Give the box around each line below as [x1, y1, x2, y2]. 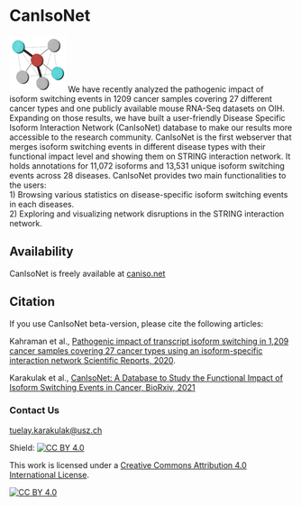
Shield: [9, 442, 35, 453]
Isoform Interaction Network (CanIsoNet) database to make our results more [9, 122, 293, 133]
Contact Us [9, 404, 60, 417]
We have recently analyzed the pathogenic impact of [67, 83, 264, 95]
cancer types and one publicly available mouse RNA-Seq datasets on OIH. [9, 103, 286, 114]
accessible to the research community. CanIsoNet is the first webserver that [9, 132, 292, 143]
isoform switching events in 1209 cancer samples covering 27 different [9, 93, 273, 104]
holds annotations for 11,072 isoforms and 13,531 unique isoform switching [9, 160, 286, 171]
